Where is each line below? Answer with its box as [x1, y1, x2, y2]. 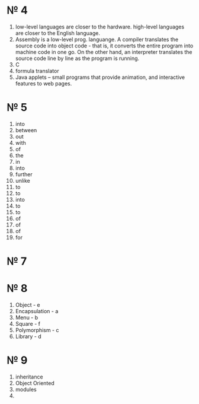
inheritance [15, 373, 43, 380]
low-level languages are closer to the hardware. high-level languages [15, 23, 185, 30]
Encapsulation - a [15, 308, 59, 314]
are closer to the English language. [15, 29, 100, 36]
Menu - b [15, 314, 38, 321]
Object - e [15, 301, 40, 308]
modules [15, 386, 37, 393]
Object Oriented [15, 379, 55, 386]
